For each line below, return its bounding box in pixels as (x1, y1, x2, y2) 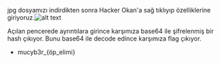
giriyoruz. (7, 13, 35, 22)
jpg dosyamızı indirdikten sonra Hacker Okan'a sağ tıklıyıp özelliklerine (7, 6, 211, 14)
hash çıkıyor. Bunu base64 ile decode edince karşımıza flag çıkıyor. (7, 34, 202, 43)
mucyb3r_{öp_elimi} (17, 48, 76, 56)
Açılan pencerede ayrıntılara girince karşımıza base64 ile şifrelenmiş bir (7, 27, 214, 35)
